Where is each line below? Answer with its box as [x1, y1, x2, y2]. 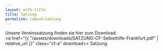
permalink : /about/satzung [5, 16, 61, 21]
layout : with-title [5, 7, 46, 12]
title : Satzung [5, 12, 37, 17]
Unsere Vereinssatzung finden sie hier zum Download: [5, 30, 117, 36]
